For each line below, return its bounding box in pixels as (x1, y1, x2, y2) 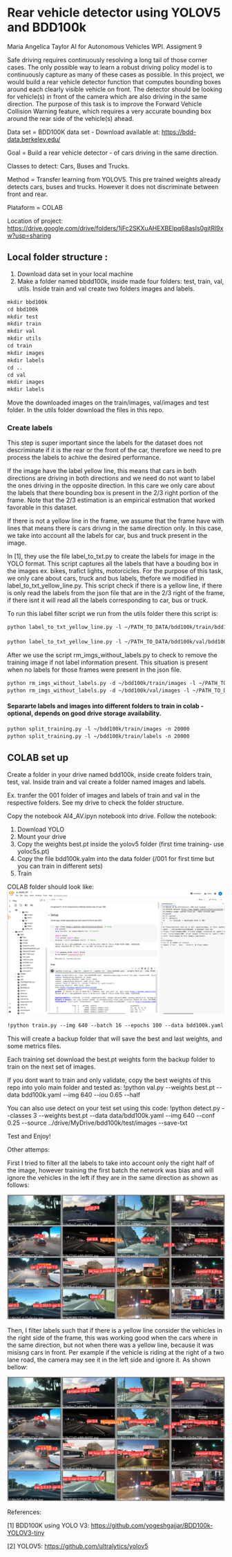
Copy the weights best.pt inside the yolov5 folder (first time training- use (17, 840, 224, 848)
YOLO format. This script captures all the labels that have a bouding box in (7, 559, 219, 568)
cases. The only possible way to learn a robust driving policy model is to (7, 63, 213, 71)
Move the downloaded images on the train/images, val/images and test (7, 398, 209, 407)
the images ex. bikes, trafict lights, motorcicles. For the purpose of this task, (7, 567, 223, 575)
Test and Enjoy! (7, 1132, 51, 1141)
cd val (7, 371, 26, 378)
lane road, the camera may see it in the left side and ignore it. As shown (7, 1355, 211, 1364)
